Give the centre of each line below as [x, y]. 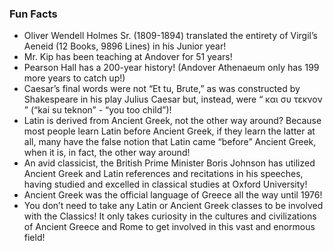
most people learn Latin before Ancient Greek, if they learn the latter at [169, 131]
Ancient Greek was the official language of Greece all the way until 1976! [173, 195]
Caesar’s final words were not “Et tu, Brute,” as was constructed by [162, 89]
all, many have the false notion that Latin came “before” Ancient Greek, [170, 142]
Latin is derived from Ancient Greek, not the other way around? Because [172, 121]
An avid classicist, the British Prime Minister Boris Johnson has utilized [169, 163]
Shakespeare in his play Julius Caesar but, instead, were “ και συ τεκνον [173, 99]
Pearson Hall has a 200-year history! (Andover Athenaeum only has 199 [171, 68]
